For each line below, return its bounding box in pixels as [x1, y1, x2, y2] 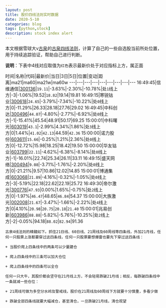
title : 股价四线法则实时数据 [5, 12, 59, 17]
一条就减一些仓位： [5, 279, 39, 284]
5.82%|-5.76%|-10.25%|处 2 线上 [43, 212, 110, 218]
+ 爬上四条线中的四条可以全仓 [5, 264, 59, 269]
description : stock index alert [5, 31, 73, 36]
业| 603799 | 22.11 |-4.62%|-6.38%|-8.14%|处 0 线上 [5, 149, 107, 155]
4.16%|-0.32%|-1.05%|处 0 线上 [43, 174, 107, 180]
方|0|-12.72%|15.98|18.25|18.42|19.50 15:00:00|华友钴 [5, 142, 117, 148]
